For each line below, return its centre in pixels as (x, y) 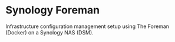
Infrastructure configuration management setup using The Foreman (87, 26)
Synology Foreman (53, 10)
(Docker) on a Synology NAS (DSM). (49, 32)
